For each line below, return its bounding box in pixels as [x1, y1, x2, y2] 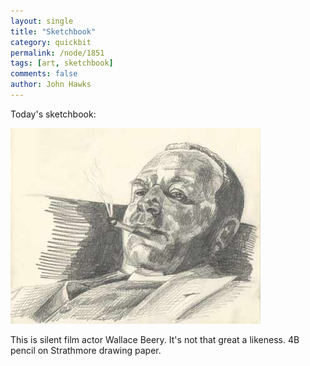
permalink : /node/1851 [10, 48, 105, 58]
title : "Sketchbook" [10, 26, 97, 37]
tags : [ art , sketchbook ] [10, 58, 114, 69]
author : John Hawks [10, 80, 92, 90]
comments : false [10, 69, 78, 79]
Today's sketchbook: [10, 108, 97, 120]
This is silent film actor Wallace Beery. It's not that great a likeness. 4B [10, 333, 300, 345]
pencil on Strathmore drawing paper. [10, 344, 162, 356]
